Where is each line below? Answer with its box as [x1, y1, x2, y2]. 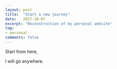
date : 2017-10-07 [5, 16, 46, 21]
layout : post [5, 7, 32, 12]
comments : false [5, 35, 39, 40]
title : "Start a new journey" [5, 12, 70, 17]
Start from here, [5, 48, 38, 55]
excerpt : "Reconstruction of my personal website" [5, 21, 113, 26]
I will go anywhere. [5, 58, 44, 64]
